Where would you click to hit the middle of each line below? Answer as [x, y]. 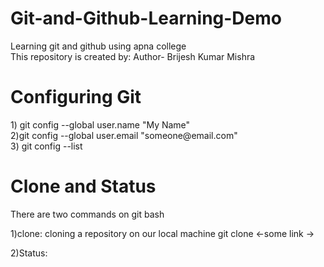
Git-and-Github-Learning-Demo [146, 18]
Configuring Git [76, 97]
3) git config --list [46, 146]
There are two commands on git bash [87, 214]
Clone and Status [83, 186]
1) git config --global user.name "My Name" [100, 124]
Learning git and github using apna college [98, 46]
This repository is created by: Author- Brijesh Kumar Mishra [133, 56]
